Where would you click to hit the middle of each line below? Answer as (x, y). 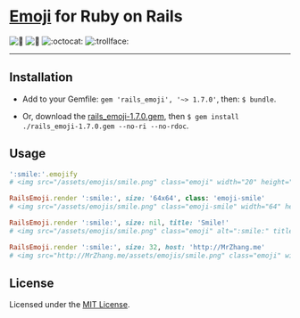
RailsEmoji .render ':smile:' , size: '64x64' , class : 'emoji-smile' (137, 199)
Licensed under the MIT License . (70, 305)
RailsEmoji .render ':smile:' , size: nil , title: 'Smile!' (119, 223)
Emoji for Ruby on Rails (96, 16)
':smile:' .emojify (43, 174)
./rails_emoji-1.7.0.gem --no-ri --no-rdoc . (105, 126)
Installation (41, 77)
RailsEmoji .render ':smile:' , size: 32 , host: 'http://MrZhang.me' (137, 247)
